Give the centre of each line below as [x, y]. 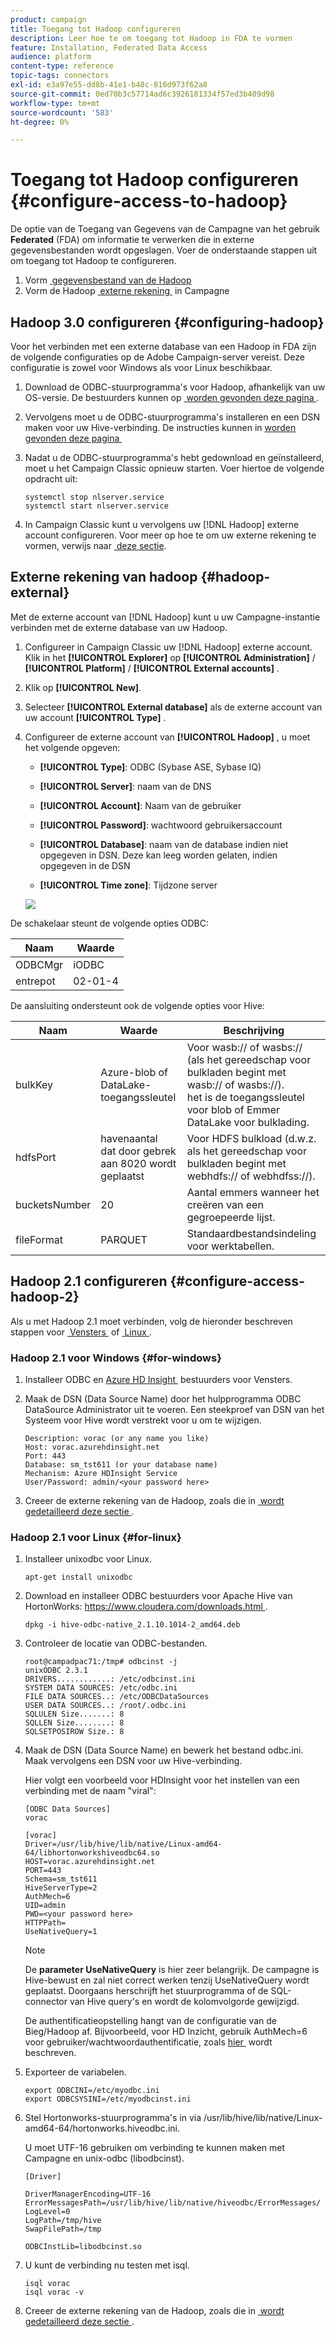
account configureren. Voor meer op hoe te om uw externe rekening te [170, 535]
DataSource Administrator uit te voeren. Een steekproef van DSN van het [174, 1409]
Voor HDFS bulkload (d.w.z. [251, 1138]
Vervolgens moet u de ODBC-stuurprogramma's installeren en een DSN [172, 417]
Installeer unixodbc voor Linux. [88, 1559]
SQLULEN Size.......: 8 [74, 1714]
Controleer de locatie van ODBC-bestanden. [116, 1643]
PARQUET [124, 1239]
